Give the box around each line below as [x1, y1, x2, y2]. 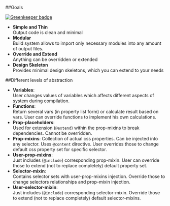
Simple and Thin [12, 24, 48, 30]
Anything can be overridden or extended [12, 56, 98, 63]
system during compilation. [12, 98, 70, 104]
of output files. [12, 46, 44, 51]
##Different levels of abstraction [5, 77, 73, 83]
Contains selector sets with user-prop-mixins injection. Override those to [12, 173, 165, 180]
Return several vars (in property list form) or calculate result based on [12, 109, 159, 114]
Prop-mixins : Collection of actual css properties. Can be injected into [12, 136, 158, 141]
